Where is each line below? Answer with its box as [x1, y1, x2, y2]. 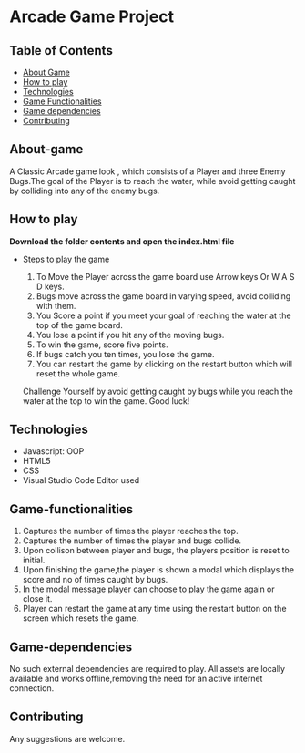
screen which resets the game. [22, 613, 139, 624]
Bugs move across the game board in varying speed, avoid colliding [36, 290, 291, 302]
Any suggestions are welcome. [9, 733, 126, 744]
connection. [9, 683, 55, 694]
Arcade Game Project [9, 6, 175, 27]
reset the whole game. [36, 367, 121, 379]
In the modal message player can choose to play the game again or [22, 583, 275, 594]
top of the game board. [36, 319, 123, 330]
